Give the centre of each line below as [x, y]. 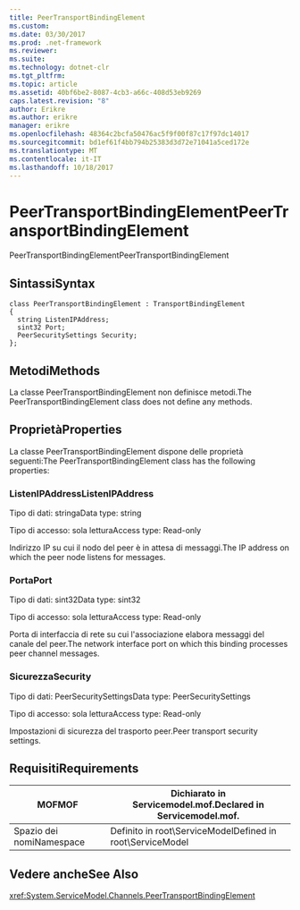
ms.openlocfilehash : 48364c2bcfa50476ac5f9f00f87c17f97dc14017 [129, 134]
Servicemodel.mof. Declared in [199, 804]
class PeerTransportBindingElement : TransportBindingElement [127, 304]
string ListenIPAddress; [63, 320]
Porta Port [31, 580]
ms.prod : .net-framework [55, 43]
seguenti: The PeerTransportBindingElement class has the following [133, 461]
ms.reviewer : [33, 51]
